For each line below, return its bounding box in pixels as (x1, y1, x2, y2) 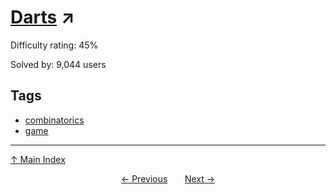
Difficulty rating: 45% (10, 39, 99, 51)
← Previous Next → (120, 172, 216, 185)
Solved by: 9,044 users (10, 58, 107, 70)
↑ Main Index (10, 153, 66, 165)
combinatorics (24, 114, 85, 126)
